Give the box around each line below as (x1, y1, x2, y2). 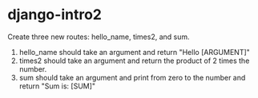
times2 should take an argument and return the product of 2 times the (18, 56, 250, 65)
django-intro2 (7, 6, 102, 24)
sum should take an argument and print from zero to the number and (18, 73, 246, 82)
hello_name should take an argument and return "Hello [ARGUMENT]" (18, 47, 250, 57)
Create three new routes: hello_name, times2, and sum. (7, 32, 190, 41)
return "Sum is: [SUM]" (18, 81, 96, 91)
